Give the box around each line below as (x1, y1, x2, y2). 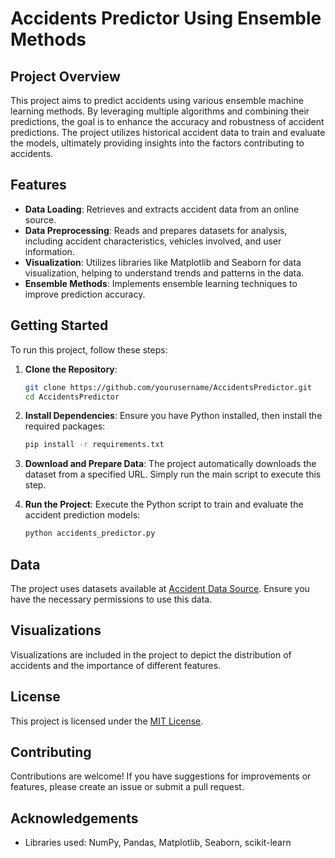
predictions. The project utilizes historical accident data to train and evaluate (10, 127, 326, 138)
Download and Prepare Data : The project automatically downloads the (24, 458, 317, 470)
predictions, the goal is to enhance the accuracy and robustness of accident (10, 116, 325, 127)
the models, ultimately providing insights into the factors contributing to (10, 137, 305, 149)
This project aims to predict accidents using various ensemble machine (10, 95, 304, 106)
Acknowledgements (10, 810, 139, 827)
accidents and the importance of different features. (10, 659, 222, 671)
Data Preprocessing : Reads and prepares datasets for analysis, (24, 224, 288, 236)
